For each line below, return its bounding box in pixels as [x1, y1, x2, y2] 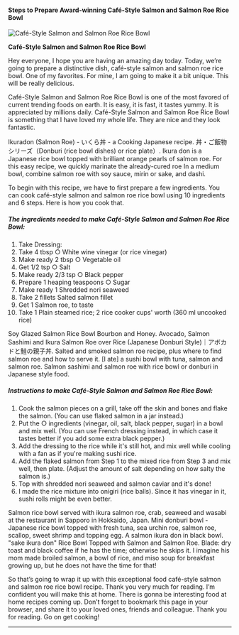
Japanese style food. [8, 370, 70, 379]
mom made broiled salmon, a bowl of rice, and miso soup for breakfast [8, 554, 215, 563]
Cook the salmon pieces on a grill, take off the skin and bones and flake [18, 404, 228, 413]
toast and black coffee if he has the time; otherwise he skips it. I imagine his [8, 546, 230, 555]
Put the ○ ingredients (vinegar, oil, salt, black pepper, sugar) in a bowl [18, 419, 223, 428]
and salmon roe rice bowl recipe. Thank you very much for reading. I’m [8, 582, 216, 591]
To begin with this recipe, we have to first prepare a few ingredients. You [8, 183, 221, 192]
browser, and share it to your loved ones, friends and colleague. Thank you [8, 605, 228, 614]
